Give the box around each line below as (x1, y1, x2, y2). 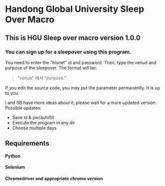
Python (5, 153, 21, 159)
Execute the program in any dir (12, 119, 75, 125)
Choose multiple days (12, 125, 57, 131)
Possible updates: (5, 105, 41, 111)
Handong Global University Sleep (5, 3, 144, 15)
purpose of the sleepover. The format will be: (5, 65, 97, 71)
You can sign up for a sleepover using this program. (5, 48, 132, 55)
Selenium (5, 164, 25, 170)
